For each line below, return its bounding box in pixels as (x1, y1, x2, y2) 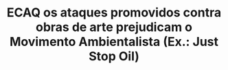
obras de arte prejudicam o (35, 19, 193, 35)
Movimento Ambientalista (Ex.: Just (9, 34, 219, 49)
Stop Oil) (89, 49, 139, 65)
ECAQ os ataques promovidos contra (6, 5, 222, 21)
